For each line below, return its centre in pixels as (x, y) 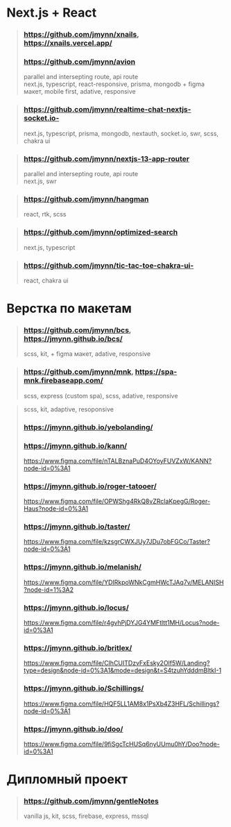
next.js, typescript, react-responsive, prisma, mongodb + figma (114, 84)
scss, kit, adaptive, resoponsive (68, 409)
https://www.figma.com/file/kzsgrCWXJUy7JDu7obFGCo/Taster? (117, 542)
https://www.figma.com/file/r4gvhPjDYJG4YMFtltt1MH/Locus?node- (121, 623)
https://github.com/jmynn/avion (79, 62)
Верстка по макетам (69, 308)
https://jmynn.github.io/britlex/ (78, 648)
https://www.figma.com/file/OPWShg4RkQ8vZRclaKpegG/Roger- (117, 502)
